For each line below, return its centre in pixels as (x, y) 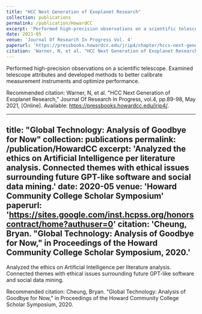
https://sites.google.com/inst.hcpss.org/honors (101, 215)
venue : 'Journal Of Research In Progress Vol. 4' (70, 40)
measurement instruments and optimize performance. (73, 81)
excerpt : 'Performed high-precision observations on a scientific (91, 29)
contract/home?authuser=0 (60, 225)
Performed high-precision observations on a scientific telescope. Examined (100, 68)
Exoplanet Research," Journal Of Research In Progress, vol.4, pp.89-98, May (101, 99)
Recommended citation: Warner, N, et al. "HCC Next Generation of (88, 93)
